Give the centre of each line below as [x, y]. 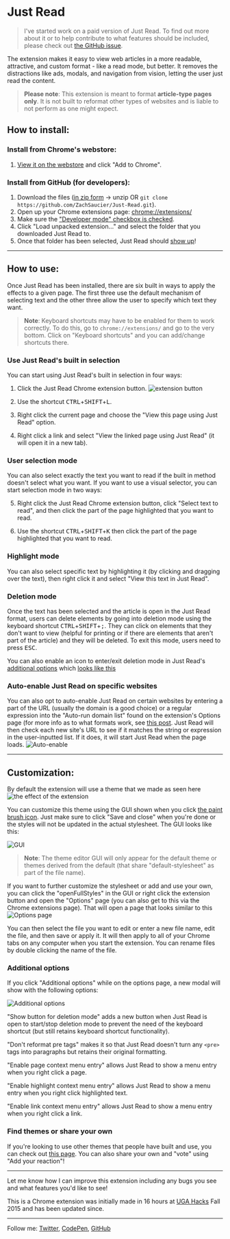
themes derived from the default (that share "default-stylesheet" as [119, 865]
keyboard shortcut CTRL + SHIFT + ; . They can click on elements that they [110, 625]
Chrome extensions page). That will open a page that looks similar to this [110, 908]
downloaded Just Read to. [54, 233]
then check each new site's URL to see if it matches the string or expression [114, 730]
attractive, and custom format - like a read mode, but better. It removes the [112, 66]
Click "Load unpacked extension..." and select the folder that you [108, 226]
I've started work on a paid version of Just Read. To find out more [116, 31]
